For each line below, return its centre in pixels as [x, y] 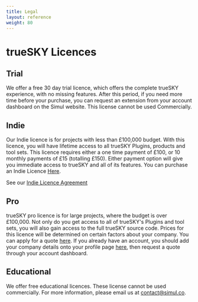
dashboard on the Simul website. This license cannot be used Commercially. [99, 107]
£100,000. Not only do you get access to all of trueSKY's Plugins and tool [95, 222]
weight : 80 [20, 23]
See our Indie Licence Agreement [47, 183]
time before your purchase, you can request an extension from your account [99, 101]
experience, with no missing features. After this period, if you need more [94, 94]
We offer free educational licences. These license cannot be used [86, 286]
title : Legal [22, 12]
